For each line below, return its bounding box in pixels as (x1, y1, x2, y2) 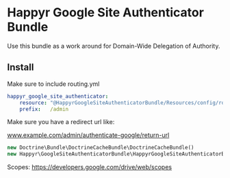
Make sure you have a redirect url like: (7, 118, 115, 126)
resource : (19, 99, 48, 106)
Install (7, 61, 34, 73)
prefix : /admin (19, 106, 69, 113)
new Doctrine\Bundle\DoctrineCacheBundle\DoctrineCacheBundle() (7, 145, 194, 151)
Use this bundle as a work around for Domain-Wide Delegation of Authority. (7, 42, 220, 50)
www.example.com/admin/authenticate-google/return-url (7, 131, 170, 139)
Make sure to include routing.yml (7, 80, 100, 88)
